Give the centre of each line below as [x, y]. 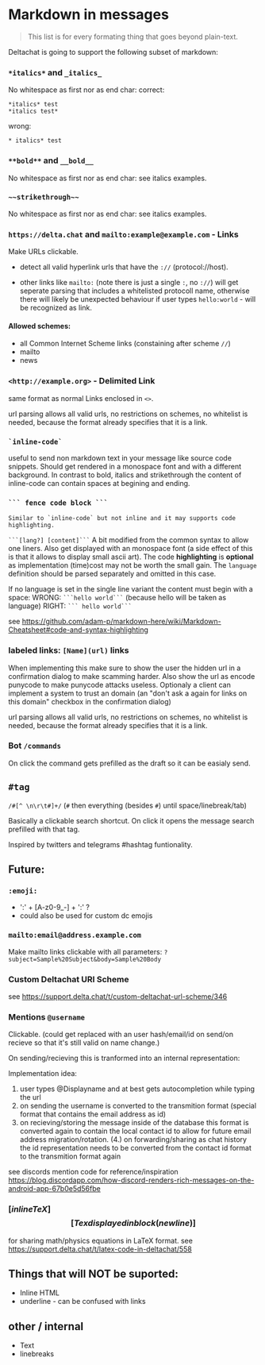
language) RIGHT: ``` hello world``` [70, 606]
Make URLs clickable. [44, 252]
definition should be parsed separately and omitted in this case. [112, 574]
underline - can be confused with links [83, 1301]
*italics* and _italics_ [55, 72]
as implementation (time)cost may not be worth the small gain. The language [132, 565]
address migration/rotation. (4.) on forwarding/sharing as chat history [133, 1139]
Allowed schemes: [40, 326]
